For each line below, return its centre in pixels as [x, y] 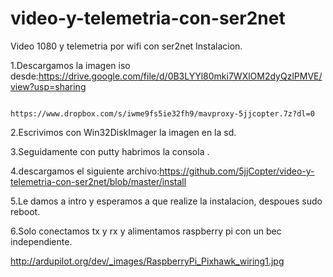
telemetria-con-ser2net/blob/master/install [98, 181]
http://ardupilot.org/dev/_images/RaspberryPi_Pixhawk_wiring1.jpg [147, 261]
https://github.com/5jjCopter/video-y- [237, 171]
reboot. [25, 211]
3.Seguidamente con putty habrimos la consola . [110, 151]
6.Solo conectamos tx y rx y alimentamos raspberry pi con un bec [146, 231]
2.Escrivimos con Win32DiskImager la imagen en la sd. [123, 132]
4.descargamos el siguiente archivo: [85, 171]
